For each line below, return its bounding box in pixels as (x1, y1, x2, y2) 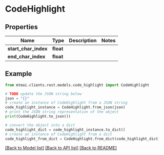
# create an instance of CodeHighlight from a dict (5, 132, 112, 137)
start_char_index (7, 45, 48, 52)
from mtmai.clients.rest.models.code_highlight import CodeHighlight (5, 83, 150, 87)
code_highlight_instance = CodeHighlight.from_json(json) (5, 105, 125, 110)
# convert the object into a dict (5, 122, 76, 127)
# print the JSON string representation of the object (5, 109, 119, 115)
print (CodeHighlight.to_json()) (5, 114, 71, 119)
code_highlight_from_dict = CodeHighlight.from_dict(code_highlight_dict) (5, 136, 161, 141)
